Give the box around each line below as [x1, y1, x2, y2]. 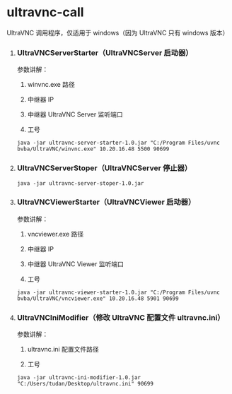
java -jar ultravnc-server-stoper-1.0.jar [16, 179, 144, 187]
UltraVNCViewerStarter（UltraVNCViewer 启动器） [16, 197, 196, 207]
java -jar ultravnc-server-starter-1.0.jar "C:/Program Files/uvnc [16, 139, 220, 147]
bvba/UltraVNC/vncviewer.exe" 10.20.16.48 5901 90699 [16, 294, 179, 302]
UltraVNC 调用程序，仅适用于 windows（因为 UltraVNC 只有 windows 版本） [6, 28, 229, 37]
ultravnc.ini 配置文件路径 [27, 345, 100, 354]
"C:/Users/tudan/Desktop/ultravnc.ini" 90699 [16, 381, 153, 388]
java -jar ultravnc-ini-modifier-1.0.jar [16, 374, 141, 381]
